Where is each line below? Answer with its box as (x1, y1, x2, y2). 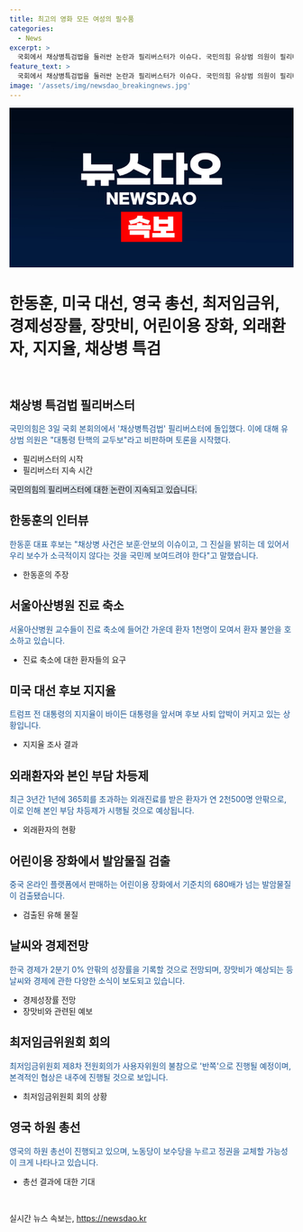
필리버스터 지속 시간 (22, 465, 93, 476)
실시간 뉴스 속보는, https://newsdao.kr (9, 1212, 147, 1223)
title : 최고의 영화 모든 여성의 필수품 (9, 14, 134, 23)
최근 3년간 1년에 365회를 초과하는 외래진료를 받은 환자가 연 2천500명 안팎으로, (9, 794, 287, 805)
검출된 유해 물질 (22, 910, 78, 921)
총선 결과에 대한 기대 (22, 1176, 96, 1187)
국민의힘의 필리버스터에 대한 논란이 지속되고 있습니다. (9, 484, 197, 495)
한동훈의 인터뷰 (9, 513, 89, 528)
